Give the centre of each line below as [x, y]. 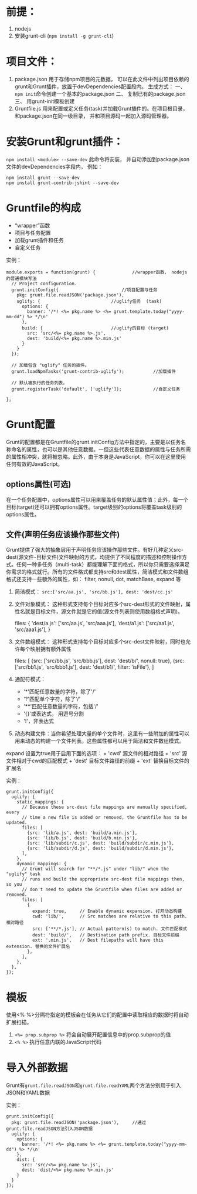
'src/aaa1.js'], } [33, 629]
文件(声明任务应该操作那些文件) [63, 534]
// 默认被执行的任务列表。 [39, 383]
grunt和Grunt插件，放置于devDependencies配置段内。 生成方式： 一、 [100, 86]
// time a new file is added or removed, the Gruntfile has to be [104, 818]
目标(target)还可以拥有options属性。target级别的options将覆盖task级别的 [94, 507]
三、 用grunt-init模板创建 [45, 101]
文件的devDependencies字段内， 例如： [55, 166]
